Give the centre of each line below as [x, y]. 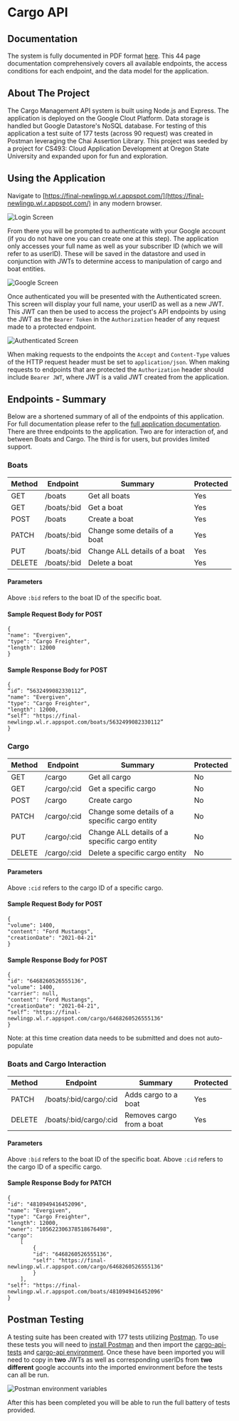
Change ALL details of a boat [136, 551]
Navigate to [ [26, 195]
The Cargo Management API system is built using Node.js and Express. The [118, 111]
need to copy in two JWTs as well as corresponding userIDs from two [110, 1360]
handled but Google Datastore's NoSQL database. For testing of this [107, 125]
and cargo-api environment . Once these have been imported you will [124, 1352]
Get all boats [109, 496]
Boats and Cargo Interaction [57, 1065]
